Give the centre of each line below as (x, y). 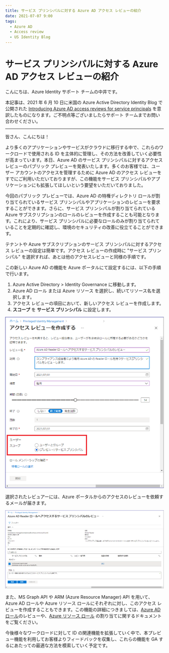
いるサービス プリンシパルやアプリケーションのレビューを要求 (96, 202)
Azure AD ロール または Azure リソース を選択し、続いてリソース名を (84, 291)
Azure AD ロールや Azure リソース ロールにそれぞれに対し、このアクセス (81, 603)
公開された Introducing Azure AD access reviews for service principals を (81, 109)
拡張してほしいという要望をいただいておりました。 (93, 185)
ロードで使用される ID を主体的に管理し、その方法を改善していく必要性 (88, 153)
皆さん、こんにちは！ (27, 136)
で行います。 (18, 274)
